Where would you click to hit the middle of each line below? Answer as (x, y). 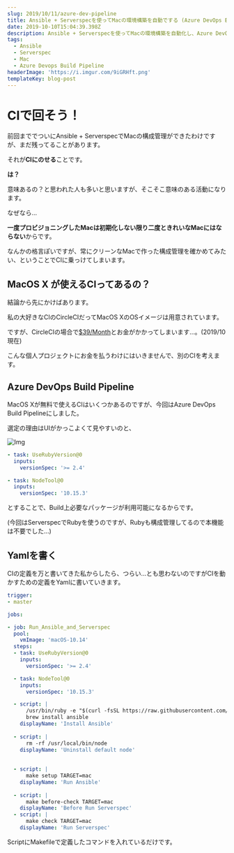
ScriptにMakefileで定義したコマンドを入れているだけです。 (92, 842)
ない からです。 (34, 236)
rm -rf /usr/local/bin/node (67, 743)
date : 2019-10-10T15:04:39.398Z (54, 27)
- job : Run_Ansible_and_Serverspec (59, 627)
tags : (15, 40)
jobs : (15, 614)
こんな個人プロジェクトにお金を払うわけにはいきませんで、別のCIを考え (111, 356)
